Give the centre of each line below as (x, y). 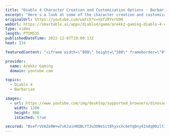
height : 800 (27, 113)
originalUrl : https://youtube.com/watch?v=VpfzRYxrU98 (64, 19)
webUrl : (13, 24)
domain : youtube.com (31, 71)
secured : (14, 127)
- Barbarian (23, 89)
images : (13, 98)
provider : (16, 61)
